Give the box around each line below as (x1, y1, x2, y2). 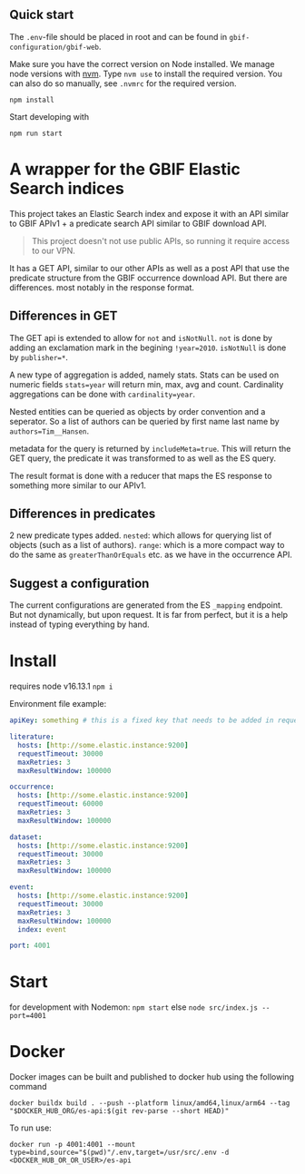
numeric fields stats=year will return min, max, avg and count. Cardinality (9, 378, 284, 389)
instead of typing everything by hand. (9, 619, 150, 630)
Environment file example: (9, 699, 107, 709)
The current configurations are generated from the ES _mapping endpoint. (9, 600, 283, 611)
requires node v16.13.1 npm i (9, 680, 113, 692)
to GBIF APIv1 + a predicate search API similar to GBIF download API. (9, 218, 268, 229)
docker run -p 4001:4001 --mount (9, 1140, 136, 1150)
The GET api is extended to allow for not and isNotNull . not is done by (9, 332, 273, 343)
